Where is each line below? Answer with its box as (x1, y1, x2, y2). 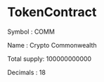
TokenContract (7, 4, 97, 20)
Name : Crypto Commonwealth (7, 41, 97, 49)
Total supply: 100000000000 (7, 54, 92, 63)
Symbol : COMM (7, 27, 55, 36)
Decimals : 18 (7, 68, 46, 76)
